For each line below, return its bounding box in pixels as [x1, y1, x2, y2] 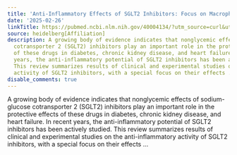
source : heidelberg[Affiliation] [7, 30, 106, 37]
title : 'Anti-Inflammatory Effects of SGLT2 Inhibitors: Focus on [7, 10, 207, 18]
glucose [7, 103, 31, 111]
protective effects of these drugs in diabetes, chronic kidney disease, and [7, 110, 221, 118]
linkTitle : [7, 23, 39, 30]
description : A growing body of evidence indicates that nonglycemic [7, 37, 217, 44]
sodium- [200, 95, 226, 104]
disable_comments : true [7, 75, 78, 83]
